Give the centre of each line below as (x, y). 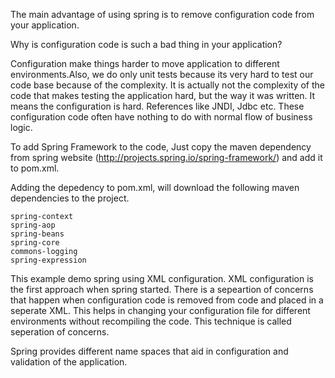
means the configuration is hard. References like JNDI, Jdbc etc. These (157, 106)
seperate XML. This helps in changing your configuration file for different (160, 310)
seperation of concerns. (60, 332)
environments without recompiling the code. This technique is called (151, 321)
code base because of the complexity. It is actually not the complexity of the (167, 85)
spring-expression (48, 260)
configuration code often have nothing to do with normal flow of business (161, 117)
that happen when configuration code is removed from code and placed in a (167, 300)
